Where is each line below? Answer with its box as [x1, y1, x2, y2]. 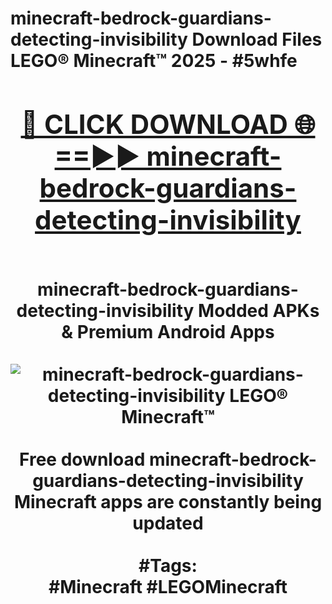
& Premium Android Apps [61, 320, 275, 343]
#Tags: [138, 554, 198, 577]
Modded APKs [198, 299, 320, 322]
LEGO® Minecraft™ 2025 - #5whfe [10, 50, 298, 72]
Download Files [191, 28, 323, 51]
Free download [19, 448, 146, 471]
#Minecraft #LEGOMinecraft [48, 575, 288, 598]
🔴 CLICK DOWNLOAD [20, 107, 288, 141]
